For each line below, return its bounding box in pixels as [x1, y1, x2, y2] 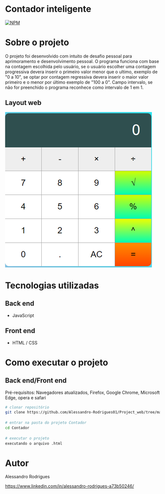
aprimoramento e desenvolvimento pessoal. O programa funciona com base [5, 58, 160, 64]
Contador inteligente [5, 3, 92, 15]
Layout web [5, 99, 42, 107]
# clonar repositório [5, 405, 50, 410]
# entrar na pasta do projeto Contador [5, 420, 87, 425]
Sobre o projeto [5, 37, 69, 48]
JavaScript [12, 312, 34, 318]
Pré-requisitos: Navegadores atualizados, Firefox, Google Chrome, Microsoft [5, 389, 160, 395]
